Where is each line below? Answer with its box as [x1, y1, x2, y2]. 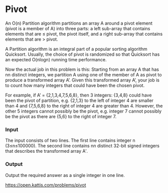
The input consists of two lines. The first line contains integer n [5, 137, 135, 144]
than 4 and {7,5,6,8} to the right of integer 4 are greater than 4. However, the [5, 103, 163, 109]
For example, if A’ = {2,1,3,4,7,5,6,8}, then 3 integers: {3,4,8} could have [5, 92, 152, 98]
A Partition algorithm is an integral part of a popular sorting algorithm [5, 46, 147, 52]
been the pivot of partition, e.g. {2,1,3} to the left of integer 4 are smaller [5, 97, 154, 104]
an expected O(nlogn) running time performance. [5, 56, 107, 62]
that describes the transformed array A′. [5, 148, 88, 154]
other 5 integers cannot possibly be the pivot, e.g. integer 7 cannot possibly [5, 108, 162, 114]
